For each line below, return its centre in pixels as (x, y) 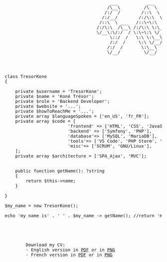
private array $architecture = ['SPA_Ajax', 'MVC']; (81, 156)
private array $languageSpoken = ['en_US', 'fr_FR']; (82, 116)
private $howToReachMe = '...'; (55, 111)
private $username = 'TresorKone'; (59, 91)
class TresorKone (26, 76)
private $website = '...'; (48, 106)
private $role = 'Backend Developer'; (63, 101)
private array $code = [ (45, 121)
